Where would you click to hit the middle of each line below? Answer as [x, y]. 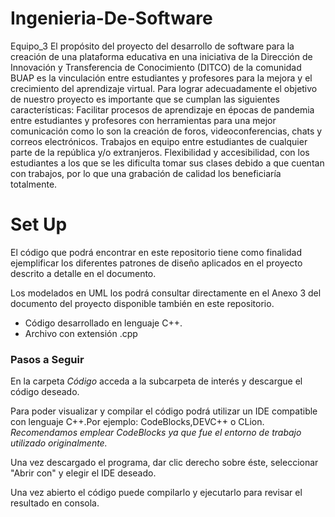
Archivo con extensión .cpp [81, 333]
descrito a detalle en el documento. [83, 273]
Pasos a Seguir [47, 359]
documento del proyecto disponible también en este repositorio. [142, 303]
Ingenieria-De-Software [111, 18]
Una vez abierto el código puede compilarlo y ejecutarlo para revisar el [156, 493]
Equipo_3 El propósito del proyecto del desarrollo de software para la [152, 46]
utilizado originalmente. [59, 443]
